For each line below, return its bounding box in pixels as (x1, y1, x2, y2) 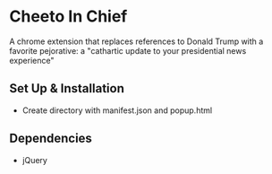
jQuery (21, 154, 47, 165)
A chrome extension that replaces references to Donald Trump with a (9, 36, 264, 47)
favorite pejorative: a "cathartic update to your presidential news (9, 45, 247, 56)
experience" (9, 55, 55, 65)
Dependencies (9, 131, 92, 146)
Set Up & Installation (9, 81, 125, 96)
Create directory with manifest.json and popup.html (21, 105, 213, 116)
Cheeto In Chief (9, 6, 128, 27)
